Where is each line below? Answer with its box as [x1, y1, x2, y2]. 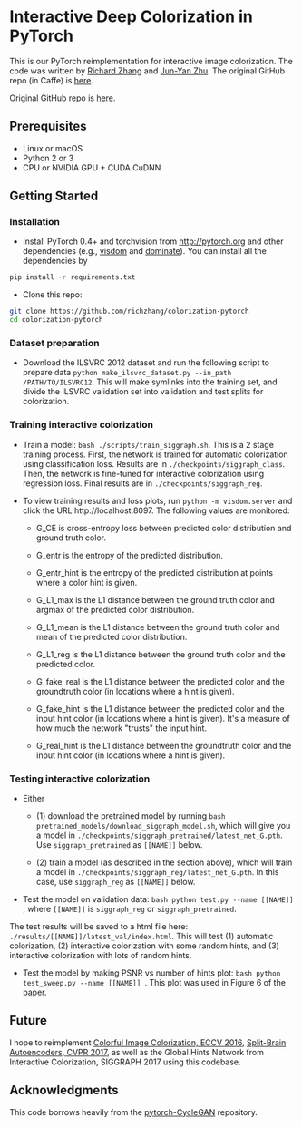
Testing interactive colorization [9, 772, 151, 785]
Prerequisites [9, 119, 87, 134]
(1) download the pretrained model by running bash [35, 810, 226, 821]
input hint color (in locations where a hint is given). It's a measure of [35, 713, 290, 724]
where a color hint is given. [35, 577, 138, 588]
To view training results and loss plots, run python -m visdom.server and [22, 495, 293, 506]
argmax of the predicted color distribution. [35, 604, 195, 615]
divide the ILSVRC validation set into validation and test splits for [22, 386, 264, 397]
